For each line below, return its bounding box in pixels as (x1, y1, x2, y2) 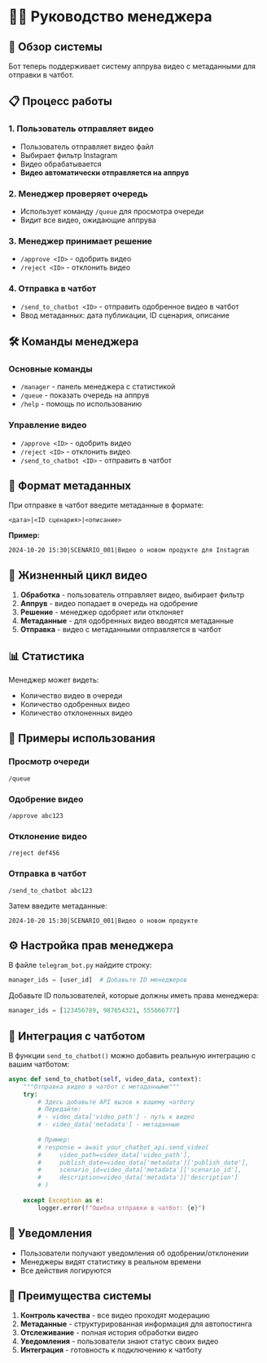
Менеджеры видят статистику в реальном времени (20, 1256, 202, 1266)
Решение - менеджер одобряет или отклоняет (20, 607, 185, 618)
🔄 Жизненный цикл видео (8, 568, 148, 582)
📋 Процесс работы (8, 95, 112, 108)
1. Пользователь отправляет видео (8, 123, 155, 134)
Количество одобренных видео (20, 700, 130, 709)
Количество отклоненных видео (20, 708, 133, 718)
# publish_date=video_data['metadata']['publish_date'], (37, 1159, 250, 1167)
